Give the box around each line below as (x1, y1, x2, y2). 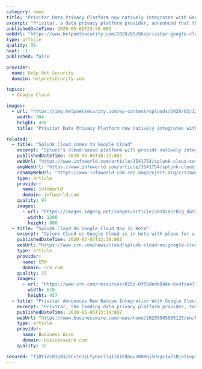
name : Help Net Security (11, 70, 74, 76)
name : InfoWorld (22, 186, 63, 192)
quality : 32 (17, 343, 47, 349)
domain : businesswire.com (22, 337, 87, 343)
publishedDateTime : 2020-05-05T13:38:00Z (17, 237, 122, 243)
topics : (6, 87, 26, 93)
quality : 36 (6, 43, 36, 49)
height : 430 (17, 120, 47, 126)
